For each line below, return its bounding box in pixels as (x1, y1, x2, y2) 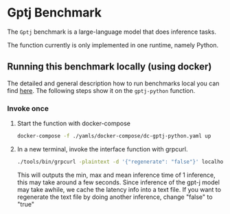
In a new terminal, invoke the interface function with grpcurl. (16, 145, 188, 153)
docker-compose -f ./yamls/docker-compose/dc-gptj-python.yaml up (16, 133, 211, 140)
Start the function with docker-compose (16, 119, 131, 128)
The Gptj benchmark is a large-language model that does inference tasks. (7, 28, 217, 36)
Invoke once (7, 103, 49, 113)
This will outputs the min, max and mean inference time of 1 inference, (16, 171, 216, 179)
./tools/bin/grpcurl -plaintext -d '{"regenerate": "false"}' (16, 158, 199, 165)
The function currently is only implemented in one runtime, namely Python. (7, 41, 218, 49)
